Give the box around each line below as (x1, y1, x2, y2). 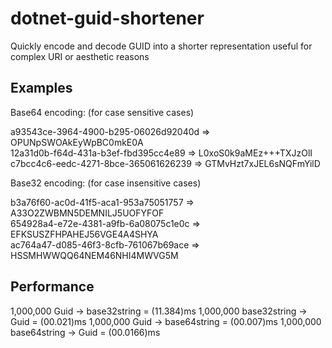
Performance (10, 278, 95, 296)
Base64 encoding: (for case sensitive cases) (10, 106, 195, 118)
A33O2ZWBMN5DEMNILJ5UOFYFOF (10, 207, 165, 219)
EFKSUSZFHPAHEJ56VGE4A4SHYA (10, 228, 159, 240)
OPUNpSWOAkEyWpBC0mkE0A (10, 136, 144, 148)
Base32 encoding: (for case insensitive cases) (10, 177, 202, 189)
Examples (10, 80, 73, 97)
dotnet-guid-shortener (10, 7, 205, 30)
